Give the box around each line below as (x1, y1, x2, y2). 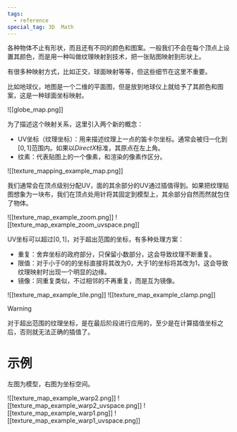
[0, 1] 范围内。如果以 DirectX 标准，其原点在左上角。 (17, 144, 164, 152)
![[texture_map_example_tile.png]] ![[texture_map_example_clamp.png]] (7, 291, 217, 299)
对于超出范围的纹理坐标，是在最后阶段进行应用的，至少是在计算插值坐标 (7, 319, 217, 328)
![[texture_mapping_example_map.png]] (7, 167, 123, 175)
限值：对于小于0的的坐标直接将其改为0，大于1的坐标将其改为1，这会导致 (17, 259, 229, 268)
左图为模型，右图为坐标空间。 (7, 380, 94, 388)
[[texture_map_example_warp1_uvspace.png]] (7, 416, 141, 425)
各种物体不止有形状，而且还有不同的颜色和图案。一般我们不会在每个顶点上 (7, 44, 224, 52)
